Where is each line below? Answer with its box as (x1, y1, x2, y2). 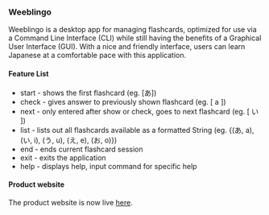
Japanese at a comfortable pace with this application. (8, 51, 187, 60)
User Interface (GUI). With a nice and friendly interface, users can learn (8, 42, 246, 52)
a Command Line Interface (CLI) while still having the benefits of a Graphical (8, 33, 262, 43)
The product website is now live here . (8, 197, 133, 207)
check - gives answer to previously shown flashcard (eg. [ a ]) (19, 97, 227, 106)
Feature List (8, 68, 49, 78)
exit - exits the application (19, 152, 106, 163)
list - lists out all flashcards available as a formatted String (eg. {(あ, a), (19, 125, 255, 134)
